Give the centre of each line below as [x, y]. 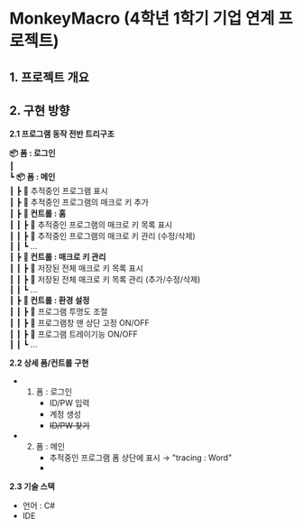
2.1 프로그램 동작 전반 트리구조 [62, 134]
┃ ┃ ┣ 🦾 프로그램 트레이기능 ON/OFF [73, 334]
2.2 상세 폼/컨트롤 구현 [49, 363]
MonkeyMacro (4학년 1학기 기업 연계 [142, 19]
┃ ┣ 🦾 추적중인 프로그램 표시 [59, 191]
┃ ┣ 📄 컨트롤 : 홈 [38, 214]
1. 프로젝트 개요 [50, 77]
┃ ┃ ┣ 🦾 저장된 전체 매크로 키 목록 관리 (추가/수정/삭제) [105, 280]
